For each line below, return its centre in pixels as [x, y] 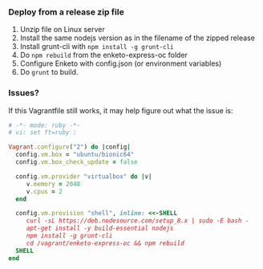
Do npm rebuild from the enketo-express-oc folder [104, 55]
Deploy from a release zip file [66, 12]
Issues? [24, 93]
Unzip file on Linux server [63, 30]
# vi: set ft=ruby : [43, 132]
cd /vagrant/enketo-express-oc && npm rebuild [105, 243]
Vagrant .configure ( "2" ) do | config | [69, 147]
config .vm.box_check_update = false [77, 162]
